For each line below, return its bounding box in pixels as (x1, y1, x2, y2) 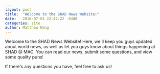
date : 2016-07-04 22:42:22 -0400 (5, 16, 78, 21)
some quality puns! (5, 54, 44, 60)
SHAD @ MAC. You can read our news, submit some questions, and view (5, 49, 153, 55)
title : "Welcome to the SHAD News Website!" (5, 12, 99, 17)
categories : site (5, 20, 41, 26)
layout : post (5, 7, 32, 12)
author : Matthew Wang (5, 25, 49, 30)
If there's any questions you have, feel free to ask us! (5, 64, 112, 70)
